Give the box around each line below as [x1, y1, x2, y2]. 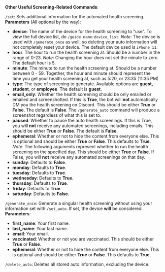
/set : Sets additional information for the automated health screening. [5, 14, 145, 19]
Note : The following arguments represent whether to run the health [12, 144, 149, 149]
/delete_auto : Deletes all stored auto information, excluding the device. [5, 261, 150, 267]
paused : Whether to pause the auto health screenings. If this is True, [12, 118, 152, 123]
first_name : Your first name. [12, 220, 70, 226]
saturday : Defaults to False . [12, 191, 69, 197]
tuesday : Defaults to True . [12, 170, 66, 175]
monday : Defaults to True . [12, 165, 66, 170]
